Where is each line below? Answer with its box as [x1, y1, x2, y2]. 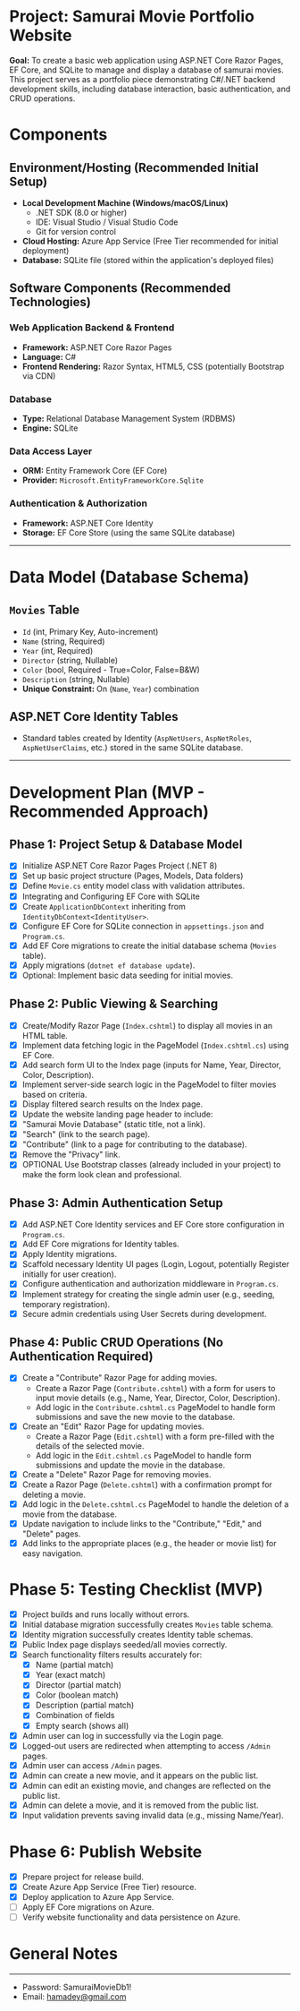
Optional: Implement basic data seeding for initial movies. [21, 970, 234, 980]
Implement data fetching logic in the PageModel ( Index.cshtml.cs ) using [21, 1040, 289, 1050]
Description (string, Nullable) [21, 673, 130, 684]
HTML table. [21, 1030, 69, 1040]
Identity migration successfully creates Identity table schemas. [21, 1629, 254, 1639]
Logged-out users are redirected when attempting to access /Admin [21, 1740, 271, 1751]
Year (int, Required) [21, 645, 94, 655]
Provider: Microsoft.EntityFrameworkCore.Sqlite [21, 475, 204, 485]
